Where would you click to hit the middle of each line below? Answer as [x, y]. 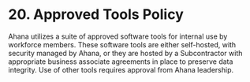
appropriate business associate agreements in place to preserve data [121, 61]
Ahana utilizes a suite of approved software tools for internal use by [118, 36]
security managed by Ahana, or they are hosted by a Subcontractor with [125, 53]
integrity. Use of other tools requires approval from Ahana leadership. [121, 69]
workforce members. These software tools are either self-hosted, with [122, 44]
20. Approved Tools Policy [96, 15]
